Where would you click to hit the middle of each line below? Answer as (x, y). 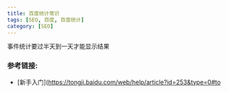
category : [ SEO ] (30, 26)
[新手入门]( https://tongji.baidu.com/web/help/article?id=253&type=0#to (119, 82)
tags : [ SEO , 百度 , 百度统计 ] (46, 20)
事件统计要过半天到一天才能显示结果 (58, 46)
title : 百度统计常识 (33, 13)
